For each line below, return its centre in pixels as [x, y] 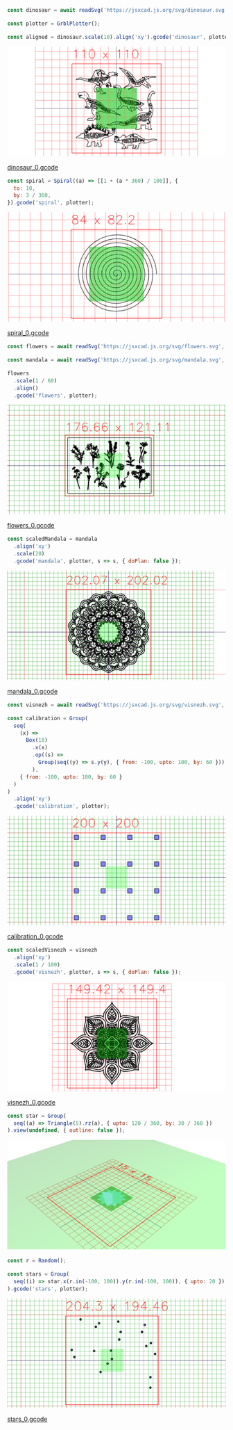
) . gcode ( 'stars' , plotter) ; [48, 1289]
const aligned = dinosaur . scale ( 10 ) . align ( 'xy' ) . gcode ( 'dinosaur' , [107, 37]
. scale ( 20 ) [29, 554]
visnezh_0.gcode [31, 1102]
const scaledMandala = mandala [52, 539]
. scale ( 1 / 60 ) [35, 381]
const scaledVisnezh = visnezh [52, 950]
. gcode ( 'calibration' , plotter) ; [62, 806]
